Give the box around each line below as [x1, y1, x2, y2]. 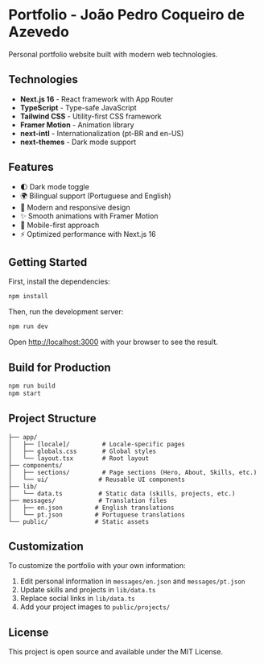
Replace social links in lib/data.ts [19, 594, 135, 604]
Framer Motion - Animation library [19, 119, 134, 130]
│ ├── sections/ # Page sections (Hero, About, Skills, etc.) [8, 468, 258, 476]
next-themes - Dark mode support [19, 137, 137, 147]
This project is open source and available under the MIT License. [8, 647, 224, 657]
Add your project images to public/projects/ [19, 602, 171, 612]
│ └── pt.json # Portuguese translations [8, 510, 185, 519]
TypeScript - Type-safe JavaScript [19, 102, 137, 112]
